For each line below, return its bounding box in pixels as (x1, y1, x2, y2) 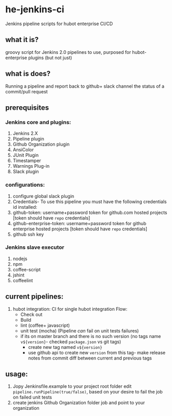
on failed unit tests (12, 394, 52, 401)
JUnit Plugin (12, 152, 39, 159)
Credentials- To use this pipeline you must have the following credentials (12, 199, 167, 205)
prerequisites (5, 103, 49, 112)
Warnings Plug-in (12, 163, 50, 169)
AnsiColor (12, 147, 34, 153)
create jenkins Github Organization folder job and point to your (12, 400, 145, 406)
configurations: (5, 181, 45, 188)
